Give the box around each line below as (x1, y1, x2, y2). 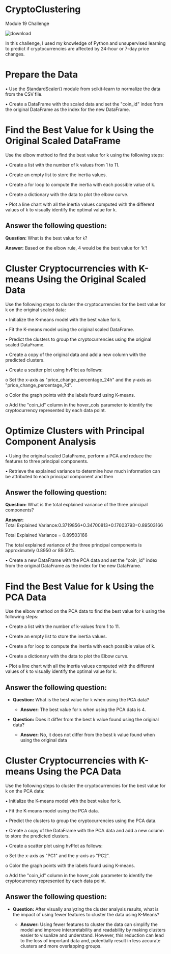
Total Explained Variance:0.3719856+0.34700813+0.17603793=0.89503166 (5, 522, 163, 528)
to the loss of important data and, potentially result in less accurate (20, 937, 161, 943)
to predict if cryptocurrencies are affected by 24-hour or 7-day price (5, 45, 149, 51)
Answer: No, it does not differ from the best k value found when (20, 732, 155, 738)
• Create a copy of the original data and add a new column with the (5, 351, 147, 358)
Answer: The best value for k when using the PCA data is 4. (20, 706, 146, 713)
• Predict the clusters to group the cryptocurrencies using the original (5, 336, 152, 342)
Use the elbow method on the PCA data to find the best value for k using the (5, 608, 165, 614)
